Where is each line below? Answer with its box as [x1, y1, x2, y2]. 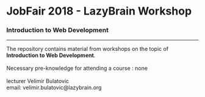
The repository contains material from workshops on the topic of [6, 45, 169, 53]
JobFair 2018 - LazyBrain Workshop [6, 4, 192, 18]
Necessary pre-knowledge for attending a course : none [6, 65, 148, 72]
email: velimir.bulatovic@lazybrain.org [6, 84, 102, 92]
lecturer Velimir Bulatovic [6, 78, 70, 85]
